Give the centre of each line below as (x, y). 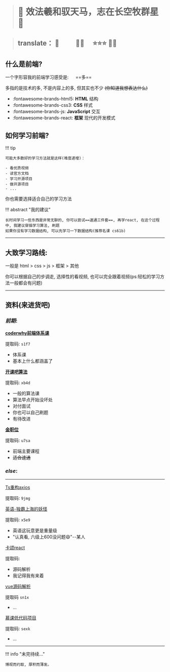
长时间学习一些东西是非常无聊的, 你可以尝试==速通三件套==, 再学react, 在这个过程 (82, 220)
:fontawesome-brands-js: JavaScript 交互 (56, 112)
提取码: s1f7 (18, 344)
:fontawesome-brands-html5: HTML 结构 (55, 99)
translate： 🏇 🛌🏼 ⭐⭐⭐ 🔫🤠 (67, 43)
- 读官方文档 (17, 174)
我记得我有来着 (28, 575)
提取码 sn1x (17, 597)
